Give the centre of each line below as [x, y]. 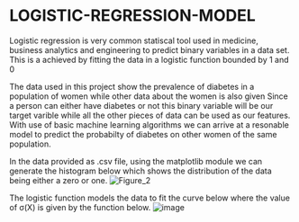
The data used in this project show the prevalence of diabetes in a [132, 86]
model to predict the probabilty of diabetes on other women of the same [143, 134]
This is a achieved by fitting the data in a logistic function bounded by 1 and [149, 59]
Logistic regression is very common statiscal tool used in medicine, [134, 40]
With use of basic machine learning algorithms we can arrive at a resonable [149, 124]
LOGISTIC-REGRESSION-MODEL [133, 16]
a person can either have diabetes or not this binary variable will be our [141, 105]
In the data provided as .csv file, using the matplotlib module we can [136, 161]
